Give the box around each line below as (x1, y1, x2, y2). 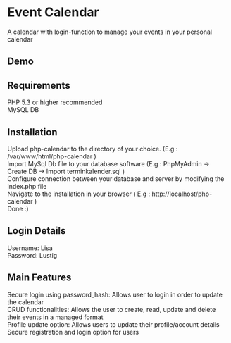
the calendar (7, 297, 44, 306)
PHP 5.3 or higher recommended (7, 98, 103, 106)
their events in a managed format (7, 313, 104, 321)
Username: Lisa (7, 244, 53, 252)
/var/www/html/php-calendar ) (7, 152, 96, 161)
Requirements (7, 79, 70, 92)
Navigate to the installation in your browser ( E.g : (7, 189, 151, 198)
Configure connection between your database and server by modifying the (7, 174, 225, 183)
